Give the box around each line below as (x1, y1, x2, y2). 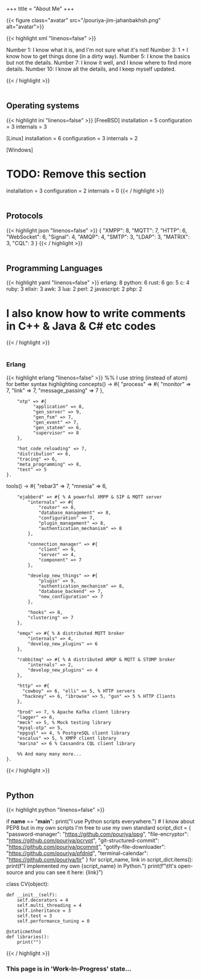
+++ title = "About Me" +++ (6, 5, 74, 12)
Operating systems (6, 101, 80, 111)
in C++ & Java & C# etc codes (6, 319, 156, 333)
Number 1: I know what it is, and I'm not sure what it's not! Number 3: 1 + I (6, 46, 188, 53)
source (6, 869, 24, 876)
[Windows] (6, 146, 34, 153)
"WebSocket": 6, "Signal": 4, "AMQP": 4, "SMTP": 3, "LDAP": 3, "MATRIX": (6, 233, 190, 240)
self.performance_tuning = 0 (17, 918, 90, 924)
